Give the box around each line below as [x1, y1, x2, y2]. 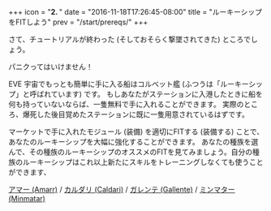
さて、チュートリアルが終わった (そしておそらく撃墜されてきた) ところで [8, 35, 252, 44]
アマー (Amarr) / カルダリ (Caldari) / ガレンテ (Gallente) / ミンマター [8, 185, 235, 194]
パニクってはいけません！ [8, 62, 93, 71]
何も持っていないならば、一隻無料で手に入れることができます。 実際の [8, 100, 244, 109]
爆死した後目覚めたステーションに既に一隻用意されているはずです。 [22, 110, 249, 119]
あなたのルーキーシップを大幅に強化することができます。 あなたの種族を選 [8, 137, 259, 146]
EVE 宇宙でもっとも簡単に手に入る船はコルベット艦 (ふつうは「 [8, 80, 221, 88]
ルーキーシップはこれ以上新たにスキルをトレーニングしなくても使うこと [22, 157, 264, 166]
